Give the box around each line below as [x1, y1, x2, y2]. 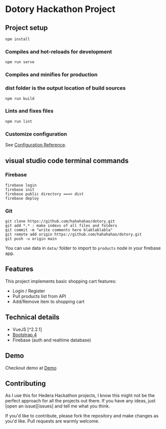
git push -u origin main [5, 236, 57, 241]
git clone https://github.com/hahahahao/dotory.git [5, 219, 115, 224]
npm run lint [5, 119, 32, 124]
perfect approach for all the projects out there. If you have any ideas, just [5, 398, 156, 404]
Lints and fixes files [5, 108, 54, 115]
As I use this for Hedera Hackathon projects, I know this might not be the [5, 392, 155, 398]
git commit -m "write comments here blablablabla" [5, 228, 113, 233]
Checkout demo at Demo [5, 364, 56, 371]
